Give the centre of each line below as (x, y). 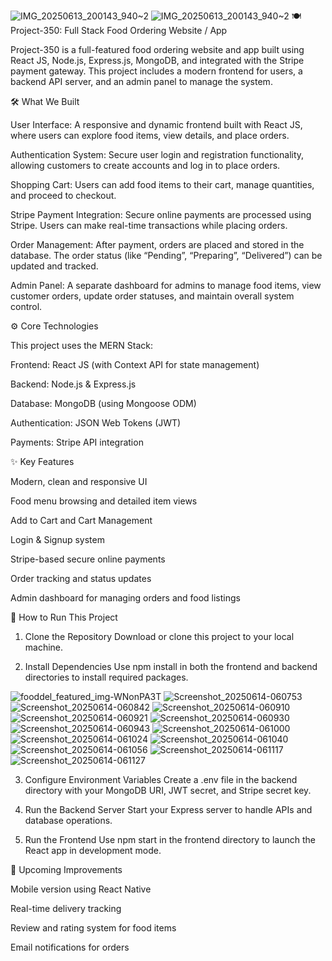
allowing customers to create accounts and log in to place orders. (145, 165)
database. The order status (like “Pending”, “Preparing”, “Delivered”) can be (166, 255)
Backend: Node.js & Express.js (73, 384)
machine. (44, 647)
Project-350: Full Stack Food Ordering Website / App (119, 30)
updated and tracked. (54, 266)
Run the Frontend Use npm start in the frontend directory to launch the (170, 839)
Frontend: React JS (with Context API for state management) (135, 364)
